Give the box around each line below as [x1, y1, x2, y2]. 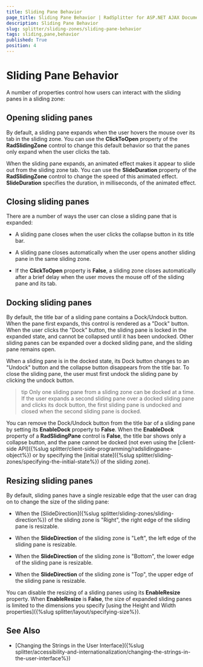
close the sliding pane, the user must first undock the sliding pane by [6, 370, 178, 378]
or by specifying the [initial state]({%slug [32, 452, 135, 459]
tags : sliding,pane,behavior [6, 31, 80, 38]
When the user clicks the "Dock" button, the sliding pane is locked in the [6, 326, 187, 333]
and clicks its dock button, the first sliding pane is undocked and [21, 401, 182, 409]
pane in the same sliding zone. [14, 255, 92, 263]
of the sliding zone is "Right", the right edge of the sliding [48, 516, 190, 524]
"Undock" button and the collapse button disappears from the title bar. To [6, 364, 190, 371]
